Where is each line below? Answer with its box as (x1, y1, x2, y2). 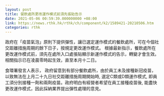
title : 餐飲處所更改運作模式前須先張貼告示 (5, 12, 82, 16)
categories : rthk (5, 25, 41, 30)
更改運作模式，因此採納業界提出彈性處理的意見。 (5, 86, 102, 92)
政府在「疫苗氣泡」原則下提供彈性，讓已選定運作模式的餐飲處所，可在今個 (5, 39, 155, 45)
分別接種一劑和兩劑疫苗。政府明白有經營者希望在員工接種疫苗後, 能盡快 (13, 80, 157, 85)
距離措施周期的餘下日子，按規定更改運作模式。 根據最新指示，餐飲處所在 (9, 45, 156, 51)
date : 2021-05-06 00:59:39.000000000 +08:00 (5, 16, 97, 21)
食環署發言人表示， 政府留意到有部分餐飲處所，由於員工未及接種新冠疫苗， (5, 67, 156, 73)
